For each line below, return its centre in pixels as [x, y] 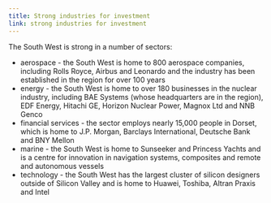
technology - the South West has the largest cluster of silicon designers [140, 175]
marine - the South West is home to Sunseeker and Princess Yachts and [140, 149]
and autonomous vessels [62, 166]
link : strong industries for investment [78, 24]
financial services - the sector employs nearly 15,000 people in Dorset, [138, 123]
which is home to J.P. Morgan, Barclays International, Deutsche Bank [135, 132]
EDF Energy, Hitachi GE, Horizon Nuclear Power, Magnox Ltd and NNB [138, 106]
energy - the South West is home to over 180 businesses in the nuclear [138, 88]
